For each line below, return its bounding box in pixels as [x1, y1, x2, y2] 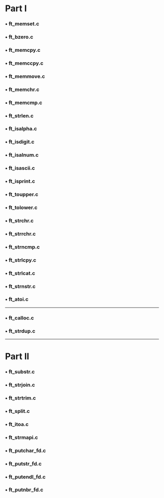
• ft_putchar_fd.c [5, 447, 46, 454]
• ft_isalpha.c [5, 125, 38, 132]
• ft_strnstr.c [5, 283, 36, 290]
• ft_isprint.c [5, 178, 35, 185]
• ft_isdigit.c [5, 138, 35, 145]
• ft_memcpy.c [5, 46, 41, 53]
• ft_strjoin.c [5, 382, 35, 388]
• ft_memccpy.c [5, 60, 44, 67]
